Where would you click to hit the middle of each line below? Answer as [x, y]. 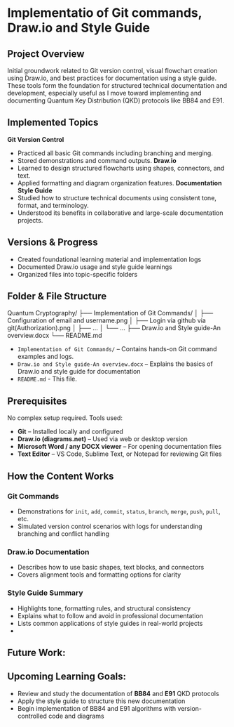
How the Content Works [61, 476]
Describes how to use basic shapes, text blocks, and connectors [111, 568]
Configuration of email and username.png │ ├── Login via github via [107, 320]
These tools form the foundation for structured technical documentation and [117, 85]
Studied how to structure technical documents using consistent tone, [117, 197]
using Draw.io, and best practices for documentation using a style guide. [112, 78]
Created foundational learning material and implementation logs [109, 259]
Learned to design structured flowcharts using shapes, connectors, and [121, 168]
